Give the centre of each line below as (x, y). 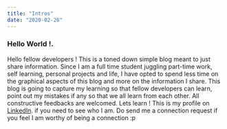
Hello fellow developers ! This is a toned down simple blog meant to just (109, 59)
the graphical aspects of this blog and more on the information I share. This (114, 81)
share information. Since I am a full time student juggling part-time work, (110, 66)
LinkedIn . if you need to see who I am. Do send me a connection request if (112, 110)
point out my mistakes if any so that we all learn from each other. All (103, 96)
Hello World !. (30, 44)
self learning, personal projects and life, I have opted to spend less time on (113, 74)
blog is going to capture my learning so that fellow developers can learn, (110, 88)
